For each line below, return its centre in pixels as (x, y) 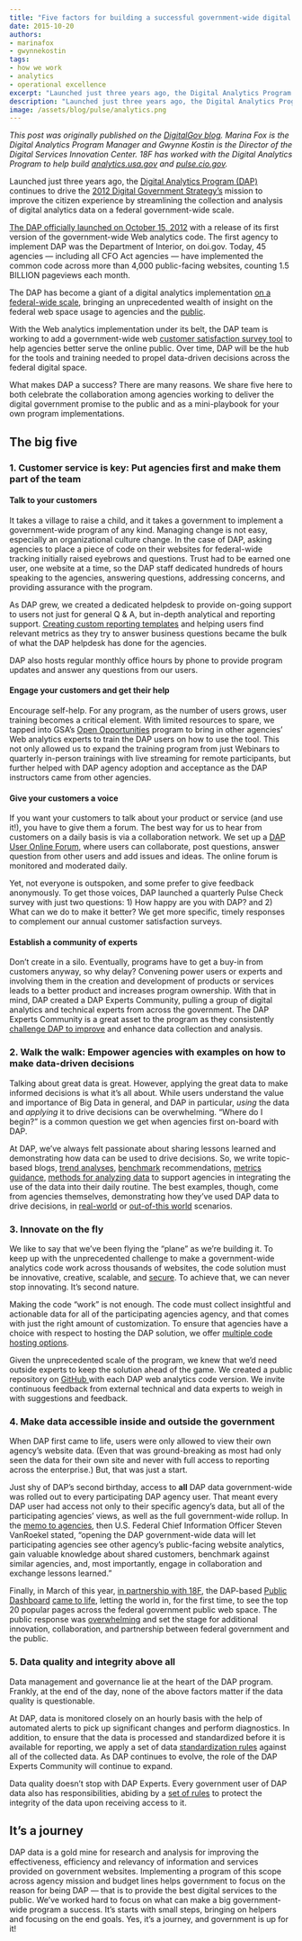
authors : (26, 34)
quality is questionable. (52, 1701)
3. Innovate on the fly (57, 1229)
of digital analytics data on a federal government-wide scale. (122, 210)
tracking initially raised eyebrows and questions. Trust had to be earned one (150, 558)
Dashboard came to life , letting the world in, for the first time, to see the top (149, 1600)
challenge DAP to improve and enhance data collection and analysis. (136, 1029)
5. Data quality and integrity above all (93, 1662)
